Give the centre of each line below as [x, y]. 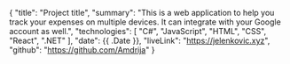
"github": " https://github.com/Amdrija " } [82, 50]
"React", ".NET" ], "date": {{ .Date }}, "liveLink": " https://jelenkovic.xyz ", [140, 40]
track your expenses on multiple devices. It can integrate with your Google [145, 22]
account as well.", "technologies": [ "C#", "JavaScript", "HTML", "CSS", [138, 31]
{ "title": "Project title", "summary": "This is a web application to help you [142, 13]
